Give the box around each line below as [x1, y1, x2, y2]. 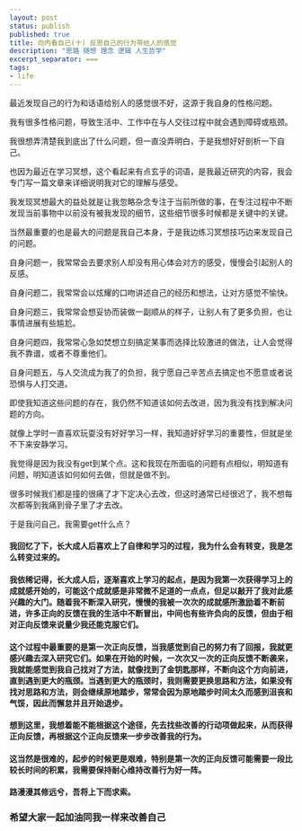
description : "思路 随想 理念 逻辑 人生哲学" [9, 47, 166, 56]
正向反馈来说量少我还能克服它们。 [16, 619, 144, 630]
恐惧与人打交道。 [9, 378, 73, 389]
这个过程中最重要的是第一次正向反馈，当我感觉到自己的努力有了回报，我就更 [9, 641, 293, 652]
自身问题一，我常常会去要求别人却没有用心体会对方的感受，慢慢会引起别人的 [9, 257, 293, 268]
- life [9, 72, 34, 81]
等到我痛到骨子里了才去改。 [24, 499, 128, 510]
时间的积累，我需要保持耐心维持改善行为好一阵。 [24, 765, 207, 775]
